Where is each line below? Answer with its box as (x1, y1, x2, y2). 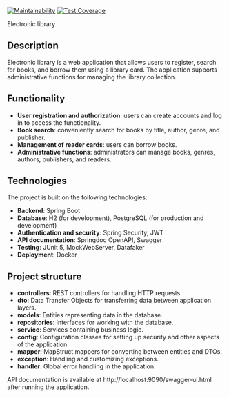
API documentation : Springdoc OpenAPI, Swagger (17, 236, 163, 244)
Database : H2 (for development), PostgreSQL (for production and (17, 214, 204, 222)
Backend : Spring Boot (17, 207, 81, 215)
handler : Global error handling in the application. (17, 362, 156, 370)
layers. (17, 304, 37, 312)
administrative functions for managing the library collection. (7, 72, 177, 81)
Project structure (7, 270, 82, 282)
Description (7, 40, 59, 52)
